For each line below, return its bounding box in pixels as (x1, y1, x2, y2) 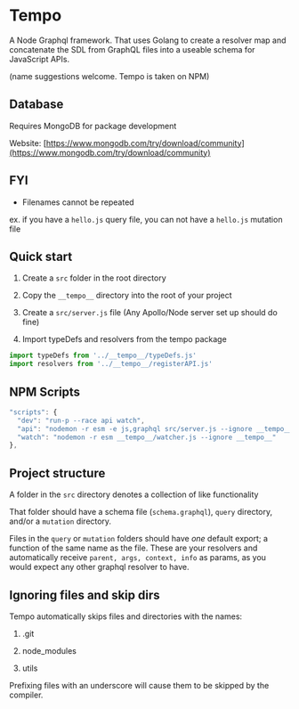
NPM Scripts (9, 384, 81, 399)
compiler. (9, 689, 44, 700)
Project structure (9, 465, 106, 481)
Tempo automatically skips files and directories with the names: (9, 611, 243, 622)
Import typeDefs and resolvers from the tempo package (21, 334, 227, 345)
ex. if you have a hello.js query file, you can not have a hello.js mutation (9, 214, 283, 224)
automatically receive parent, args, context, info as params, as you (9, 552, 267, 563)
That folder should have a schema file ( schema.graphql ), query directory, (9, 507, 273, 517)
